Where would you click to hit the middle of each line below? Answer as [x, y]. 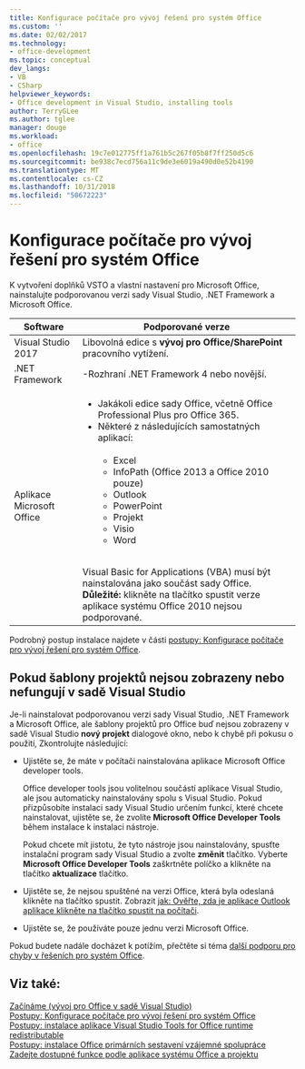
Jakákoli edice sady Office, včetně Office [185, 403]
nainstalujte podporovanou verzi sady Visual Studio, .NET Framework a [142, 294]
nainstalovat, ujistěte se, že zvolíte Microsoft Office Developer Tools [152, 817]
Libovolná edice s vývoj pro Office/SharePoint [182, 342]
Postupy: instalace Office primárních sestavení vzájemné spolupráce [138, 1044]
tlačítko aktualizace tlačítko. [75, 873]
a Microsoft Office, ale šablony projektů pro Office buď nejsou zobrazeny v [149, 723]
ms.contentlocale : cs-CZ [56, 178]
